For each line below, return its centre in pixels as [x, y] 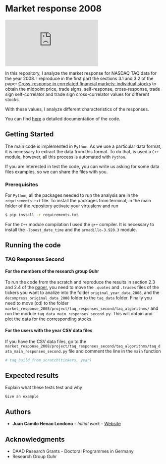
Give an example [22, 397]
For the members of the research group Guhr [52, 271]
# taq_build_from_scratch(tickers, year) [49, 360]
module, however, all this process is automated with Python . [66, 157]
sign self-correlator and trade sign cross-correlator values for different [77, 94]
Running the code [33, 245]
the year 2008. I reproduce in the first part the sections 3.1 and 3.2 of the [79, 78]
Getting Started [29, 134]
